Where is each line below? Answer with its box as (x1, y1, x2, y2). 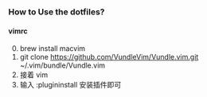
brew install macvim (19, 44, 86, 53)
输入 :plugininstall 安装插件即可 (19, 80, 122, 90)
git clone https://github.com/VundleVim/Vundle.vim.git (19, 52, 199, 62)
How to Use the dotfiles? (8, 6, 105, 17)
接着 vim (19, 70, 49, 80)
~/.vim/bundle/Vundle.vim (19, 60, 106, 70)
